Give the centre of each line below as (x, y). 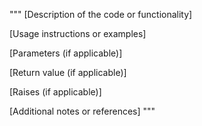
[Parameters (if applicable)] (66, 53)
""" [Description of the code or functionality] (101, 14)
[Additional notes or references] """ (82, 111)
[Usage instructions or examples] (78, 33)
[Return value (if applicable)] (68, 72)
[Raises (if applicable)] (55, 92)
